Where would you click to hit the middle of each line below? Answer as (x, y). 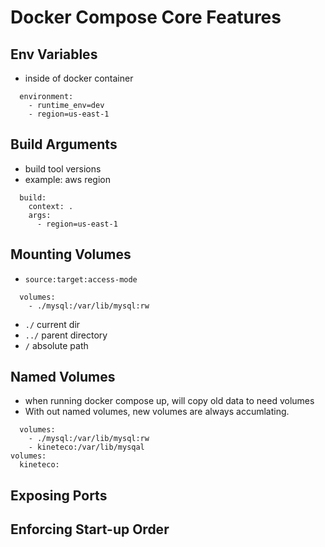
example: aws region (67, 179)
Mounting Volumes (71, 254)
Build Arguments (64, 144)
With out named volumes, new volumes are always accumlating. (157, 412)
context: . (51, 206)
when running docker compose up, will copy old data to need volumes (169, 401)
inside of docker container (79, 78)
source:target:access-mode (81, 279)
